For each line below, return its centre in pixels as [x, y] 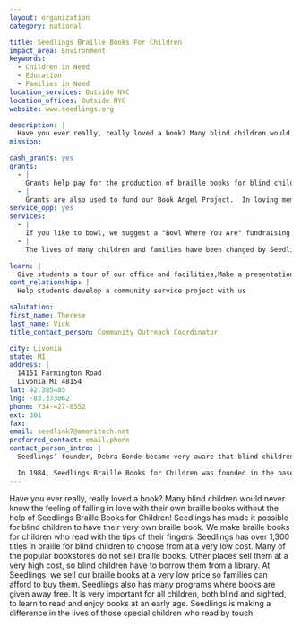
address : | [30, 365]
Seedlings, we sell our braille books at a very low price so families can [139, 574]
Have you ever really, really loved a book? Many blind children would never [147, 498]
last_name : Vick [39, 324]
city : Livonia [36, 348]
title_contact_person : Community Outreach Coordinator [114, 332]
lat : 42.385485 [38, 390]
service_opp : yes [42, 208]
